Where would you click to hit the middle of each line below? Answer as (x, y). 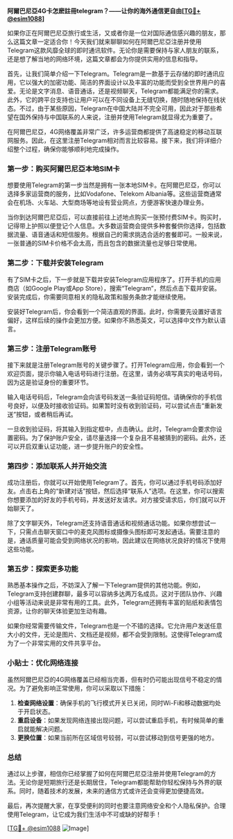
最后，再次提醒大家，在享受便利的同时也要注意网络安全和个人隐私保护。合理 (116, 806)
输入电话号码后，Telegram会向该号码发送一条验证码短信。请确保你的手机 (112, 397)
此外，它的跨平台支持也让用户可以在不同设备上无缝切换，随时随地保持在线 (113, 100)
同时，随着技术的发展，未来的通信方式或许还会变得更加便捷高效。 (113, 791)
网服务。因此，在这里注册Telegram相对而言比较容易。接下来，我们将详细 (112, 140)
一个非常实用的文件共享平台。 (62, 643)
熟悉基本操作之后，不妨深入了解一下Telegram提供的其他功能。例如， (106, 585)
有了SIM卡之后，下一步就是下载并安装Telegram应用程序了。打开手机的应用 (114, 279)
